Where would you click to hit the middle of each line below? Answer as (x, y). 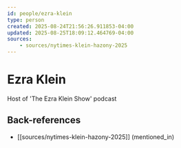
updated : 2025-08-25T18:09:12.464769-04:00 (71, 33)
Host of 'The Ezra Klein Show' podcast (62, 98)
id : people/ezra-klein (40, 13)
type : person (26, 20)
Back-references (44, 120)
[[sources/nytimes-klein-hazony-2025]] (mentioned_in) (95, 137)
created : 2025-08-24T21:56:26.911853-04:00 (71, 26)
